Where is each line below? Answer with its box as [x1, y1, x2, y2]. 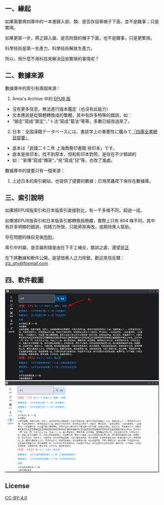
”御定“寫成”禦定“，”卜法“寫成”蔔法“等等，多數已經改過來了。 [12, 118, 133, 124]
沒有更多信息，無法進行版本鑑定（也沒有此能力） [12, 106, 111, 112]
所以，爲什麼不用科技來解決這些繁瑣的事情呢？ [5, 56, 99, 61]
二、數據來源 [5, 71, 44, 80]
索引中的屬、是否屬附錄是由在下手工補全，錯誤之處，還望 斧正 [5, 244, 129, 250]
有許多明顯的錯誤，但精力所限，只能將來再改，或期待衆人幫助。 [5, 224, 133, 230]
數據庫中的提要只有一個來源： [5, 167, 65, 173]
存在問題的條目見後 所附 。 [5, 234, 57, 240]
